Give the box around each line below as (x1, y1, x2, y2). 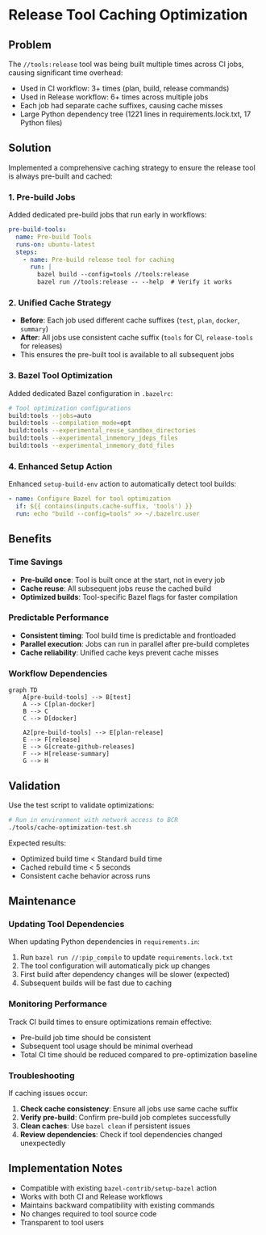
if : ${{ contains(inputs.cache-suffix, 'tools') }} (15, 503, 193, 511)
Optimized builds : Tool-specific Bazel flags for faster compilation (19, 592, 238, 601)
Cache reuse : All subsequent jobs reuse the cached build (19, 584, 212, 593)
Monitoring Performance (8, 998, 107, 1009)
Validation (8, 778, 60, 793)
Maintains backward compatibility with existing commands (19, 1200, 215, 1210)
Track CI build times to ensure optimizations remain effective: (8, 1017, 212, 1026)
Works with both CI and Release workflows (19, 1191, 164, 1201)
